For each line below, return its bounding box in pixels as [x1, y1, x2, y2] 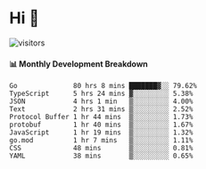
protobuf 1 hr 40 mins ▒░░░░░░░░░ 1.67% [9, 120, 194, 130]
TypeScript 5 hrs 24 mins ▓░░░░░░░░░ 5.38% [9, 89, 194, 99]
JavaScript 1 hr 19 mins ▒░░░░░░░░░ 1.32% [9, 128, 194, 137]
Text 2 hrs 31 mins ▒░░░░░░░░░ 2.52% [9, 105, 194, 114]
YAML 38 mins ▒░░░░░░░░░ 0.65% [9, 151, 194, 161]
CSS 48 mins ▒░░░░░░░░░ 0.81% [9, 144, 194, 153]
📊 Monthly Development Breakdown [9, 58, 149, 69]
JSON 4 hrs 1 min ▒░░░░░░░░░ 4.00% [9, 97, 194, 106]
